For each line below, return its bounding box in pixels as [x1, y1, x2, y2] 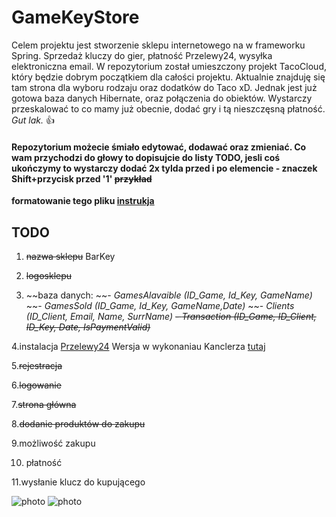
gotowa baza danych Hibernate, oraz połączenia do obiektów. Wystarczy [11, 92, 313, 104]
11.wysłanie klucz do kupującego [11, 476, 146, 488]
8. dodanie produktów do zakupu [11, 417, 146, 430]
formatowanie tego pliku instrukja [11, 195, 155, 207]
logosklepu [25, 269, 73, 281]
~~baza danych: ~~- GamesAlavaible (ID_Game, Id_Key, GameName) [25, 289, 313, 301]
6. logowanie [11, 379, 62, 391]
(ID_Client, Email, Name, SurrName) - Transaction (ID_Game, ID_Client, [25, 310, 317, 322]
